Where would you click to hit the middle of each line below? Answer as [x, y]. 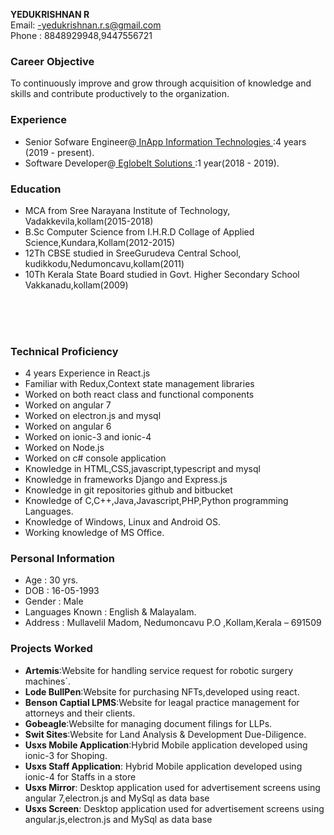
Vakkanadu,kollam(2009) [76, 285]
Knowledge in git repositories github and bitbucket [128, 490]
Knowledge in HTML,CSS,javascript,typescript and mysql [142, 469]
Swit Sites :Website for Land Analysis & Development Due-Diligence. [165, 734]
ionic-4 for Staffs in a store [80, 776]
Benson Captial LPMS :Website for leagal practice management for [162, 702]
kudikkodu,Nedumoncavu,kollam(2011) [104, 263]
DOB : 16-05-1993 [62, 591]
